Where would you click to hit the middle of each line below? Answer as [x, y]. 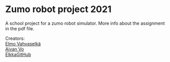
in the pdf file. [20, 28]
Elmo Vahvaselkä [23, 43]
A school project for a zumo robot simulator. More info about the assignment [85, 23]
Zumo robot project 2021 [58, 9]
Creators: [15, 38]
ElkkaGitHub [18, 54]
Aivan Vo [15, 49]
